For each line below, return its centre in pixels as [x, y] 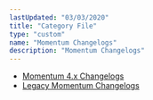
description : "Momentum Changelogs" [77, 51]
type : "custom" [37, 34]
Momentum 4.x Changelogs [73, 76]
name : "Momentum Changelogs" [63, 42]
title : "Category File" [53, 26]
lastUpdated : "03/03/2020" [59, 17]
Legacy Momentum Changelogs [81, 86]
